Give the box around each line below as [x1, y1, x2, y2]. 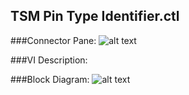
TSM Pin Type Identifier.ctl [10, 8, 180, 25]
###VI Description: [10, 54, 88, 66]
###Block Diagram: [10, 73, 90, 85]
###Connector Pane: [10, 34, 97, 46]
